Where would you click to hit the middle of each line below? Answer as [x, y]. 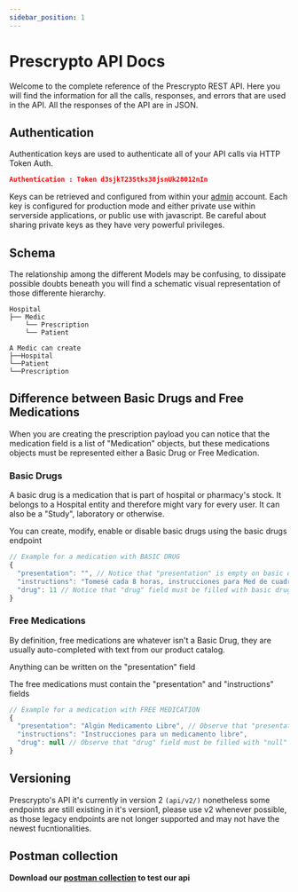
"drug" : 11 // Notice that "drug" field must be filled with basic [145, 590]
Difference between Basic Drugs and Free [126, 399]
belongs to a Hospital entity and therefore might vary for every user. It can [145, 505]
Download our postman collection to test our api [100, 877]
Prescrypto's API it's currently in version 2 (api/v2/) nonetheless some [140, 800]
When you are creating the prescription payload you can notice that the [140, 434]
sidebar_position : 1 [47, 17]
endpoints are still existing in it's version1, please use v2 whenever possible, [148, 809]
